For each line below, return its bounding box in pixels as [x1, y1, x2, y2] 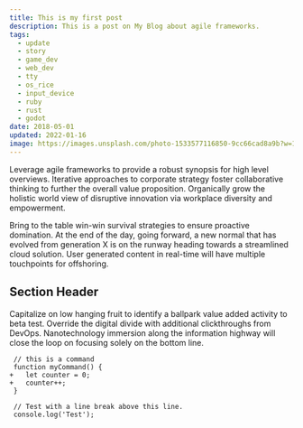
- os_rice [17, 80, 54, 89]
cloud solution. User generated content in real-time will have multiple [9, 248, 266, 259]
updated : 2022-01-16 [9, 131, 87, 140]
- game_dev [17, 55, 59, 64]
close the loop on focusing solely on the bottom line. [9, 337, 205, 348]
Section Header [9, 284, 99, 300]
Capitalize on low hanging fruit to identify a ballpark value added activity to [9, 308, 288, 319]
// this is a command [13, 354, 95, 364]
